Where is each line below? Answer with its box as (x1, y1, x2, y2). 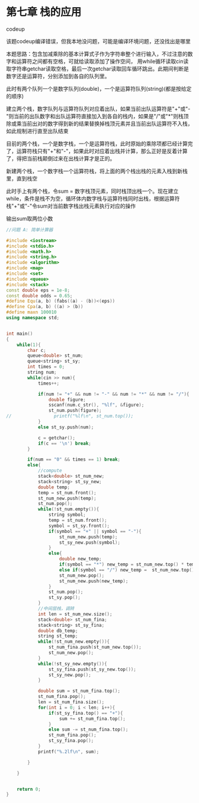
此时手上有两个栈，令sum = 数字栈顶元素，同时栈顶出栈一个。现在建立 (6, 188, 179, 195)
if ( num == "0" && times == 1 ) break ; (27, 456, 121, 463)
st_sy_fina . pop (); (48, 738, 94, 744)
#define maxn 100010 (6, 309, 57, 315)
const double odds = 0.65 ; (6, 293, 73, 299)
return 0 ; (17, 786, 41, 792)
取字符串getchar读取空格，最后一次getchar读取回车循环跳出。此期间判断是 (6, 65, 190, 72)
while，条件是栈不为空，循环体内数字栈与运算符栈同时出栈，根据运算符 (6, 195, 180, 202)
